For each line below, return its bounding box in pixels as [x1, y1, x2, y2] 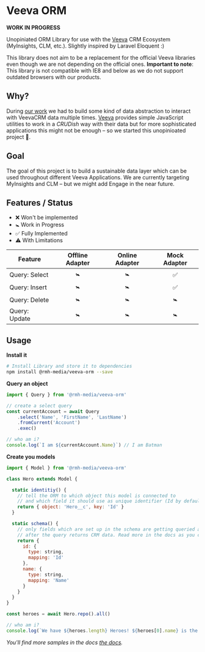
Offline [67, 251, 88, 260]
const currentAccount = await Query [6, 408, 99, 415]
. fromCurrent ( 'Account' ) [17, 420, 81, 426]
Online [117, 251, 137, 260]
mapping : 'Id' [28, 554, 64, 561]
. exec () [17, 425, 37, 432]
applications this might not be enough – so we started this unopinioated [6, 126, 186, 134]
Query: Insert [9, 283, 47, 292]
